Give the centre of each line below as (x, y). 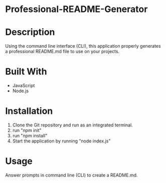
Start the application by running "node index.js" (61, 141)
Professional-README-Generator (76, 9)
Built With (26, 72)
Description (30, 32)
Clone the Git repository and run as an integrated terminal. (72, 125)
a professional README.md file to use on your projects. (62, 52)
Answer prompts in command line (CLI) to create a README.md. (71, 175)
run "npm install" (30, 136)
